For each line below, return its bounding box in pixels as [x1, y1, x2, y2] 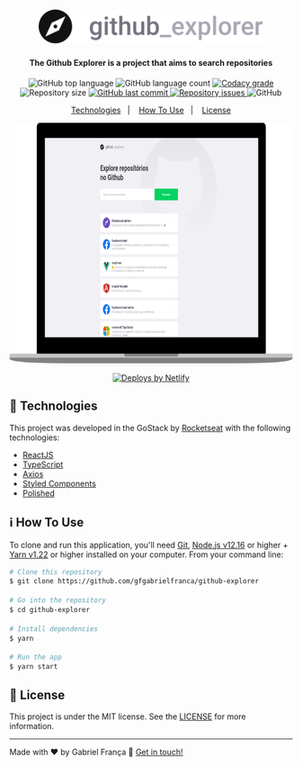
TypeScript [22, 459, 64, 470]
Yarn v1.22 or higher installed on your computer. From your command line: [9, 549, 284, 560]
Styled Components [22, 478, 97, 489]
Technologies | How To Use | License [70, 104, 232, 115]
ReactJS [22, 449, 54, 460]
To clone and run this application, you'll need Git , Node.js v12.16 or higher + [9, 539, 289, 550]
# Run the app [9, 653, 63, 662]
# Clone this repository [9, 567, 102, 576]
